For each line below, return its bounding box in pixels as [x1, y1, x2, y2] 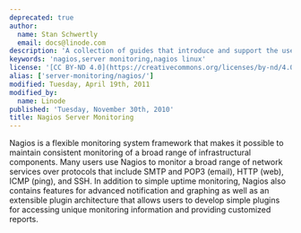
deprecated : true [9, 13, 74, 22]
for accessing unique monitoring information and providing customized [9, 204, 271, 215]
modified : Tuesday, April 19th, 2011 [9, 80, 150, 89]
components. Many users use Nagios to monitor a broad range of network [9, 157, 283, 168]
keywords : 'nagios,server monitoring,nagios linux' [9, 55, 206, 64]
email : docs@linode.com [17, 38, 106, 47]
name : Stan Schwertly [17, 30, 99, 39]
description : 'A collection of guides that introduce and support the [9, 47, 279, 56]
